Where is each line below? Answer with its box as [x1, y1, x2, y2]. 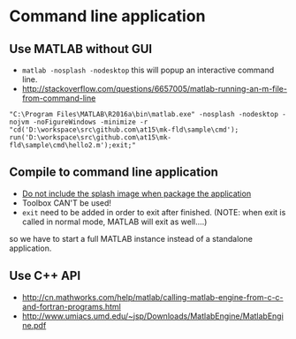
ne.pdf [21, 320, 47, 330]
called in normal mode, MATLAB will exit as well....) [21, 216, 208, 227]
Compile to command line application [9, 165, 219, 180]
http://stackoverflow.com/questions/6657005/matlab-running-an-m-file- [21, 84, 287, 94]
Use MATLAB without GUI [9, 41, 153, 56]
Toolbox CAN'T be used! [21, 197, 112, 208]
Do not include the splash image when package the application [21, 188, 252, 199]
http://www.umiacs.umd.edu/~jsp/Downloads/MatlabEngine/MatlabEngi [21, 311, 285, 321]
